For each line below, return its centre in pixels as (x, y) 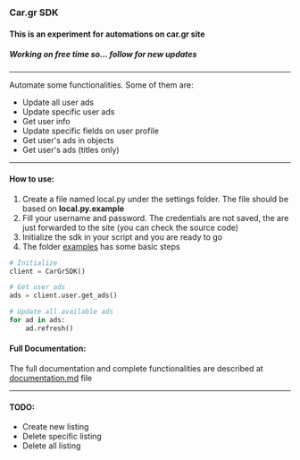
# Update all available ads (62, 312)
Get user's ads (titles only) (71, 150)
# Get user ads (37, 287)
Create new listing (55, 427)
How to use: (32, 179)
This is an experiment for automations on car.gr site (107, 34)
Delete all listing (51, 446)
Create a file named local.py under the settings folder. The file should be (155, 199)
